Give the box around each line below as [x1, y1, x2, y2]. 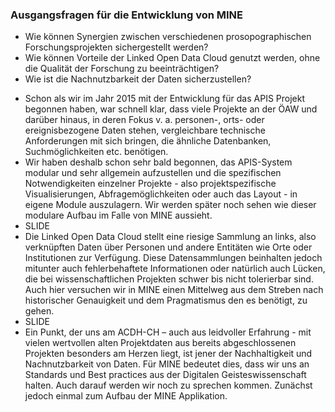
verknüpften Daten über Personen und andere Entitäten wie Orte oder [24, 241, 313, 253]
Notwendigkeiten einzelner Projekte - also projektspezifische [24, 178, 277, 190]
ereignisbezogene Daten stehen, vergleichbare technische [24, 124, 266, 137]
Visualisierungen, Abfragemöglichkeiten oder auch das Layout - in [24, 188, 298, 200]
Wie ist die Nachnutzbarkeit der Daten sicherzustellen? [24, 73, 252, 85]
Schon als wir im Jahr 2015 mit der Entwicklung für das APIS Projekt [24, 93, 306, 105]
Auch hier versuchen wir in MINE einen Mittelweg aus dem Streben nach [24, 284, 324, 296]
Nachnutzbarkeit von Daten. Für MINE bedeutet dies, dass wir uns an [24, 358, 310, 370]
